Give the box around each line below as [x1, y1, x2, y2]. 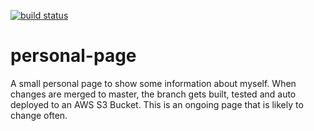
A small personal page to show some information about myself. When [10, 77, 297, 89]
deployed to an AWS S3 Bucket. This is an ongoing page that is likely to [10, 98, 304, 110]
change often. [10, 109, 68, 121]
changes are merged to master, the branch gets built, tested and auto [10, 88, 297, 100]
